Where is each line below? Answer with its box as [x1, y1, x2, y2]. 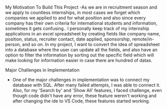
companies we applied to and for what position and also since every [5, 15, 146, 20]
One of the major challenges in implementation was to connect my [12, 77, 150, 82]
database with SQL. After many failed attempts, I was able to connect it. [12, 82, 160, 88]
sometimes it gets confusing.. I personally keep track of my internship [5, 25, 149, 31]
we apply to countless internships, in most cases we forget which [5, 9, 140, 15]
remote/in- [132, 36, 154, 42]
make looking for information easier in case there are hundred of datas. [5, 57, 152, 63]
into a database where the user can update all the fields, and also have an [5, 47, 158, 52]
